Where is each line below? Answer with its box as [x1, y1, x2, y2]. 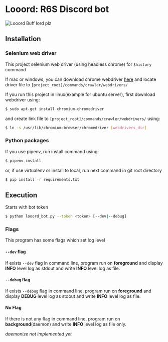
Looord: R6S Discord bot [5, 4, 109, 15]
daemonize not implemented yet [5, 331, 72, 337]
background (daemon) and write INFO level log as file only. [5, 321, 127, 327]
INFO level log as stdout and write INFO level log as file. [5, 265, 120, 271]
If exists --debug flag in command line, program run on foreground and [5, 288, 151, 294]
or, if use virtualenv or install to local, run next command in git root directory [5, 167, 162, 173]
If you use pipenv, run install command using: [5, 148, 99, 154]
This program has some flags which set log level [5, 237, 105, 243]
